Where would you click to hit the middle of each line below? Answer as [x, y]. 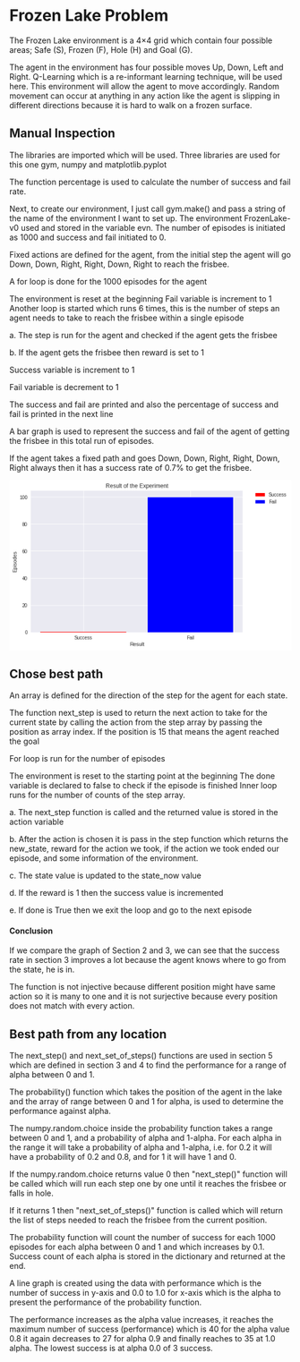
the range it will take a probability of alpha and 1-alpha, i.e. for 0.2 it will [141, 1147]
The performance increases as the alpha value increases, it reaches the [141, 1320]
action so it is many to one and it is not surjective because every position [143, 996]
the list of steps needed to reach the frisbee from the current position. [138, 1220]
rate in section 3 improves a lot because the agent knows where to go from [148, 960]
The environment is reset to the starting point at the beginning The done [142, 776]
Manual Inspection [62, 134]
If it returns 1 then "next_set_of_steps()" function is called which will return [146, 1211]
